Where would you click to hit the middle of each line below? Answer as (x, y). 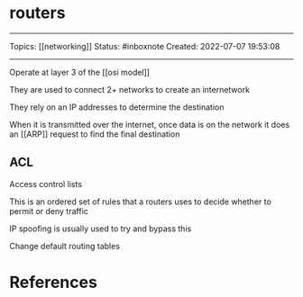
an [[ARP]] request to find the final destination (95, 134)
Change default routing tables (64, 246)
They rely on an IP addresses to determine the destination (117, 107)
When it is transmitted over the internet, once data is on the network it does (150, 124)
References (53, 282)
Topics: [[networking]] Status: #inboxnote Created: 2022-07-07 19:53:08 (145, 46)
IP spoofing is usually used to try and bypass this (101, 229)
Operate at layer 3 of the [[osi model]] (80, 72)
